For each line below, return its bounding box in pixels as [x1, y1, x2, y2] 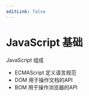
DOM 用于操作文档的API [14, 76, 73, 83]
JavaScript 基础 [6, 36, 83, 49]
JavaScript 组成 [6, 57, 44, 64]
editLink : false [6, 8, 46, 15]
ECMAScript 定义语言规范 [14, 69, 77, 76]
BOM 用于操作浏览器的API [14, 84, 78, 91]
